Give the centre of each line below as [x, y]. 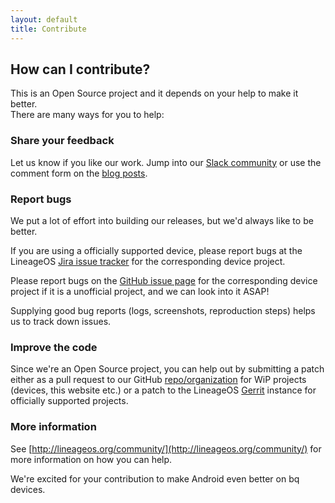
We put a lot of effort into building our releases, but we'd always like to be [162, 220]
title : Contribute [48, 29]
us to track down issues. [61, 321]
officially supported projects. [69, 401]
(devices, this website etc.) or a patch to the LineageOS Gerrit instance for [163, 390]
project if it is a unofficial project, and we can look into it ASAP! [140, 291]
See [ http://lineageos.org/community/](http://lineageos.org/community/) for [166, 448]
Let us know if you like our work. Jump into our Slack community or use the [166, 162]
